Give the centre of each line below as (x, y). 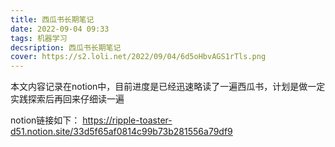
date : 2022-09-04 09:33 (60, 29)
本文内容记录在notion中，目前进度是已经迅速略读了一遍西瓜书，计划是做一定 (168, 87)
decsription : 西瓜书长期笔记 (66, 47)
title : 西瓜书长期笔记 (52, 19)
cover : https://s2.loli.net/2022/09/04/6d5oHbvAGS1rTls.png (138, 57)
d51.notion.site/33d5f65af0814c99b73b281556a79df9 (121, 132)
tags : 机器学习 (39, 38)
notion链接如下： (45, 120)
